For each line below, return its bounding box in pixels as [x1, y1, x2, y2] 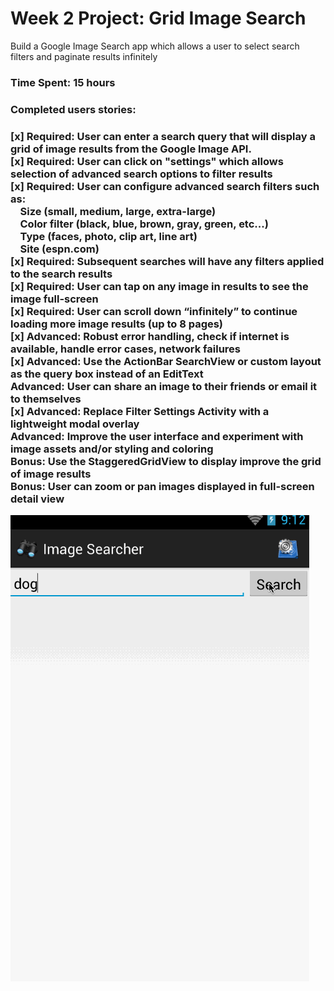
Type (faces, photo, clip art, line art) [19, 229, 198, 243]
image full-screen [10, 292, 99, 306]
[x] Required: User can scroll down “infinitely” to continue [10, 304, 298, 318]
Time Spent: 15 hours [10, 75, 116, 89]
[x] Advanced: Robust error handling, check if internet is [10, 329, 290, 343]
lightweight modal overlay [10, 417, 140, 431]
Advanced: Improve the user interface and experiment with [10, 429, 304, 443]
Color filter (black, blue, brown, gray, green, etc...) [19, 217, 269, 231]
